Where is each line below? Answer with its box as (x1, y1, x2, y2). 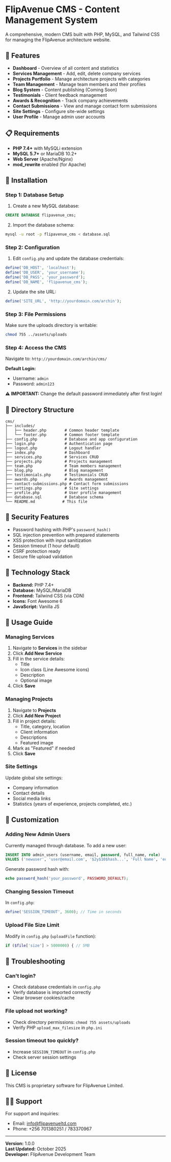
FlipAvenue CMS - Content (5, 4, 120, 15)
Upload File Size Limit (5, 922, 60, 929)
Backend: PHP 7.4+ (12, 582, 54, 588)
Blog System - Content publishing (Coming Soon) (12, 87, 118, 93)
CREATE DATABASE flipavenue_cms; (5, 213, 76, 218)
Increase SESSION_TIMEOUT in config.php (12, 1048, 96, 1055)
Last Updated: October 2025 (5, 1146, 66, 1152)
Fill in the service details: (12, 656, 65, 662)
